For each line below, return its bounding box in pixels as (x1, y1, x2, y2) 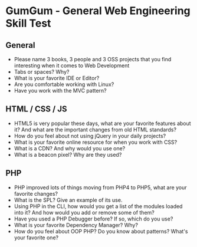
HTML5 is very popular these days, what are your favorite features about (14, 120, 191, 127)
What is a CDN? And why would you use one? (14, 144, 126, 152)
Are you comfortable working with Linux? (14, 81, 114, 88)
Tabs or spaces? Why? (14, 68, 70, 75)
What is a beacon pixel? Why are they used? (14, 151, 122, 158)
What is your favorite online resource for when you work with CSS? (14, 139, 178, 146)
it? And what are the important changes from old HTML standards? (14, 126, 177, 133)
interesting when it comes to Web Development (14, 62, 130, 69)
